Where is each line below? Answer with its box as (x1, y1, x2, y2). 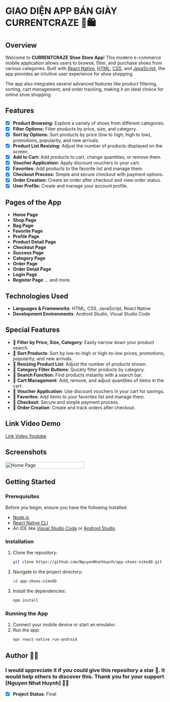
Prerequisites (5, 493, 39, 500)
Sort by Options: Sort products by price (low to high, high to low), (12, 131, 152, 138)
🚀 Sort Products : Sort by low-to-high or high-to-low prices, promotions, (12, 350, 165, 356)
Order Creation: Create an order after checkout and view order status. (12, 177, 161, 183)
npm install (12, 598, 38, 603)
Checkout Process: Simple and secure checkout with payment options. (12, 172, 164, 178)
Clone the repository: (12, 549, 58, 556)
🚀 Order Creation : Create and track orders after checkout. (12, 405, 136, 411)
